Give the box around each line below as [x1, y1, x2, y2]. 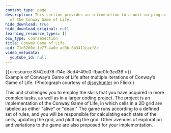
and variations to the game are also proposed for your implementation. [5, 122, 153, 128]
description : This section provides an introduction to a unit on [5, 12, 149, 17]
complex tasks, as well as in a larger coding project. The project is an [5, 95, 150, 101]
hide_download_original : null [5, 26, 70, 32]
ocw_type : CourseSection [5, 36, 58, 41]
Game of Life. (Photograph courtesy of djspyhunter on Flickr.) [5, 79, 135, 86]
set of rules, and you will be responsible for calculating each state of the [5, 111, 157, 117]
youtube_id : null [10, 55, 47, 60]
